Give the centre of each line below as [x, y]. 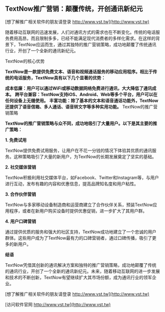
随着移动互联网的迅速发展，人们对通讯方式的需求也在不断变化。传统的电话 [80, 32]
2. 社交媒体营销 [21, 167]
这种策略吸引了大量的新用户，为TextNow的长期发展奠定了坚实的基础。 [85, 156]
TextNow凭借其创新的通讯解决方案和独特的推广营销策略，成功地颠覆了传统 [81, 265]
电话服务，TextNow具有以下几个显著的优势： [59, 77]
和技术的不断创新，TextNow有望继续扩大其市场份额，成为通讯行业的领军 [79, 277]
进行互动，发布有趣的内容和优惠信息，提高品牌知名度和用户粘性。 [72, 183]
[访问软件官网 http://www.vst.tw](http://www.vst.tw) [58, 304]
